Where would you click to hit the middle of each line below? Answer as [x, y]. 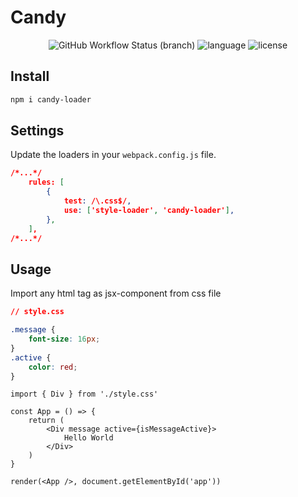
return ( [46, 421]
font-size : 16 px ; [64, 339]
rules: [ [46, 182]
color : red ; [53, 367]
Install [30, 76]
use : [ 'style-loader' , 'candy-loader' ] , [149, 210]
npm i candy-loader [51, 99]
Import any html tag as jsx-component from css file [116, 293]
